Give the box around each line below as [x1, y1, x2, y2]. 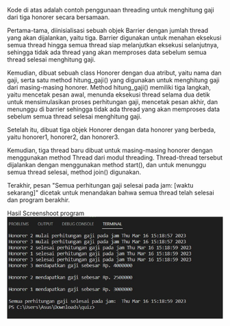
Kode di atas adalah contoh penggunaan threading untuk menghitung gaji [7, 6, 214, 14]
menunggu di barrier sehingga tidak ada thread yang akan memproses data [7, 105, 220, 113]
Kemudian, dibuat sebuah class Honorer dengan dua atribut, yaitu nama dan [7, 68, 222, 77]
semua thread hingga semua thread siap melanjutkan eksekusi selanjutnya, [7, 41, 219, 49]
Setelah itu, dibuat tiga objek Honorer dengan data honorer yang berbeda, [7, 126, 216, 134]
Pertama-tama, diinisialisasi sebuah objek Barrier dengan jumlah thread [7, 27, 209, 34]
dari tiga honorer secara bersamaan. [7, 13, 110, 21]
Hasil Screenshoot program [7, 209, 84, 217]
